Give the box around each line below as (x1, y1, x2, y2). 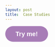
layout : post (5, 7, 32, 12)
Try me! (15, 30, 38, 37)
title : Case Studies (5, 12, 50, 17)
